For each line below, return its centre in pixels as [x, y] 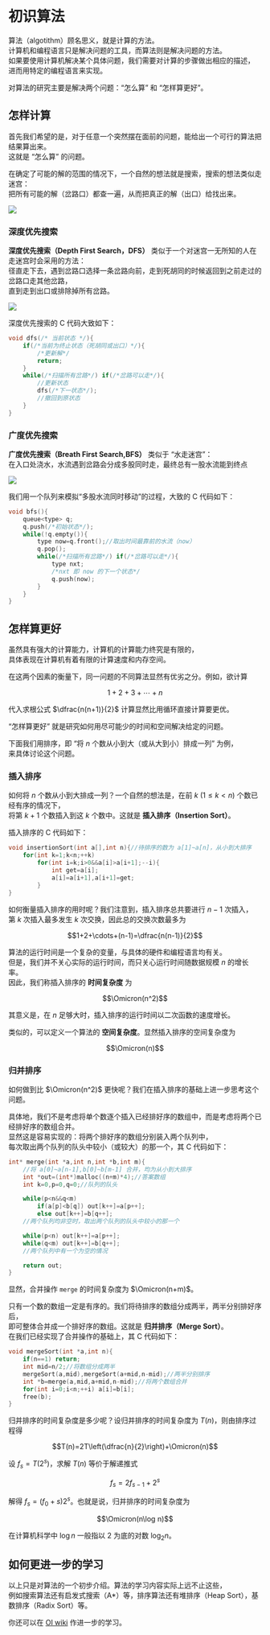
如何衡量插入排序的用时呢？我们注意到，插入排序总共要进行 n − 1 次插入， [131, 909]
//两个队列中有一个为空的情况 [65, 1251]
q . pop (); [52, 549]
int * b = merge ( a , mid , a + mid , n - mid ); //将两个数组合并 [105, 1382]
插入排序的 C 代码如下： [48, 833]
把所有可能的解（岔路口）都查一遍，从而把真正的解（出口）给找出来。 [125, 193]
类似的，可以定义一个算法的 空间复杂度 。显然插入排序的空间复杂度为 [122, 1032]
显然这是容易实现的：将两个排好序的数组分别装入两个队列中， [110, 1136]
